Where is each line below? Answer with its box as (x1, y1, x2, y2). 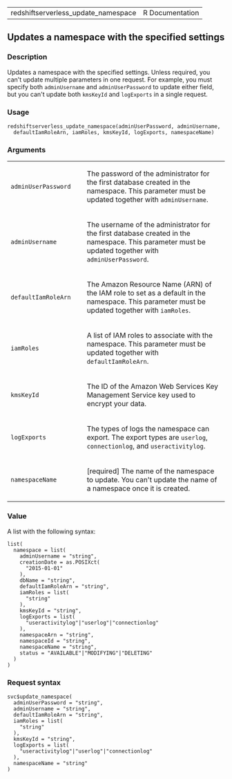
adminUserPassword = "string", (13, 699, 104, 706)
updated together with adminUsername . (86, 195, 209, 205)
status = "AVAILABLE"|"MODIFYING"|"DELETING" (19, 650, 153, 657)
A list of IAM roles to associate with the (86, 331, 213, 340)
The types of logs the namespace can (86, 424, 210, 434)
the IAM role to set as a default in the (86, 288, 206, 298)
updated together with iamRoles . (86, 306, 191, 315)
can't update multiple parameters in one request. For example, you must (7, 75, 213, 84)
